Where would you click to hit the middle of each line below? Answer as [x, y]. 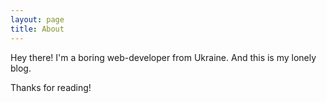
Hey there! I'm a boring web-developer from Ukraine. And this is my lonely [163, 57]
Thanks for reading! [51, 87]
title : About [37, 29]
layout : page [37, 19]
